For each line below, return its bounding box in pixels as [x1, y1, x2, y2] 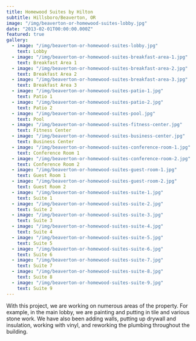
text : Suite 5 [17, 240, 53, 246]
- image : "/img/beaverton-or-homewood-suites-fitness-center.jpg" [11, 122, 183, 128]
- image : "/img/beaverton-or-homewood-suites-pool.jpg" [11, 110, 155, 116]
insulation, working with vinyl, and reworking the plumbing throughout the [6, 321, 190, 328]
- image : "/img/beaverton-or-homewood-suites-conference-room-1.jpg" [11, 144, 191, 150]
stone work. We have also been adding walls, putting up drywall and [6, 315, 177, 322]
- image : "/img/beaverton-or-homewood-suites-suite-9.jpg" [11, 280, 164, 286]
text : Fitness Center [17, 127, 71, 133]
